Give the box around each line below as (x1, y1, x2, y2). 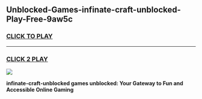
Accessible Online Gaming (6, 86, 74, 93)
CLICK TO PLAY (6, 32, 53, 41)
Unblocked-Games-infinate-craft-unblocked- (6, 5, 182, 15)
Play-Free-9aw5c (6, 14, 73, 25)
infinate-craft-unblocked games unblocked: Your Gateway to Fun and (6, 79, 183, 86)
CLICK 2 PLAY (6, 55, 48, 63)
